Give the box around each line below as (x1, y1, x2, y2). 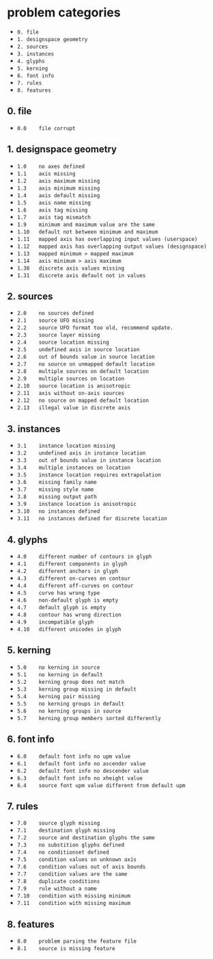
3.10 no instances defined (16, 508, 100, 515)
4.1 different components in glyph (16, 561, 128, 567)
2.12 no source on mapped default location (16, 397, 149, 405)
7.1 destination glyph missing (16, 827, 115, 834)
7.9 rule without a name (16, 885, 97, 893)
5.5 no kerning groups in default (16, 700, 125, 707)
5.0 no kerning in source (16, 664, 100, 671)
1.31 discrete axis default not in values (16, 272, 146, 279)
